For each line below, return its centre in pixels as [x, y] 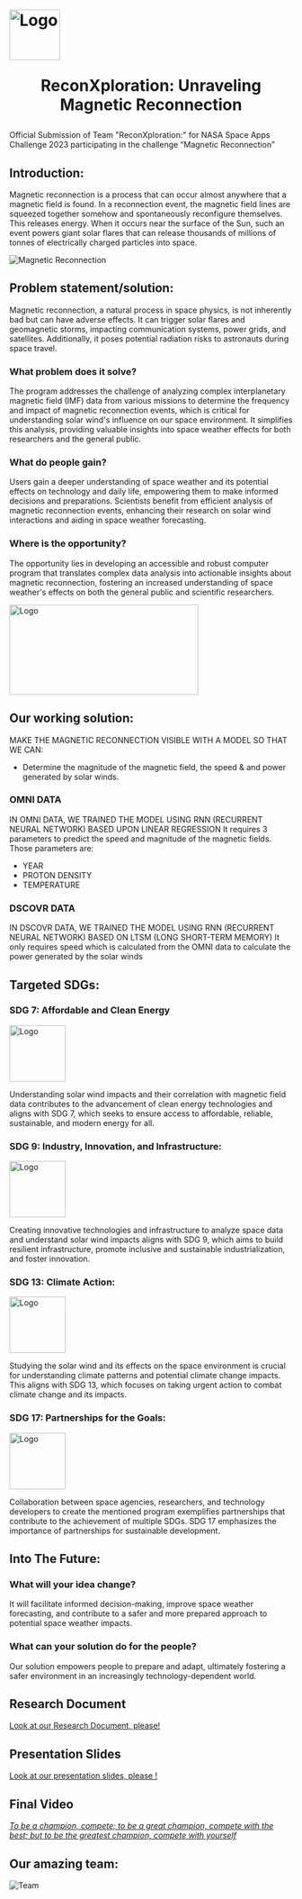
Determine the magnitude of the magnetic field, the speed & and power [154, 767]
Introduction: [47, 173]
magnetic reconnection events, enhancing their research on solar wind [140, 511]
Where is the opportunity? [68, 543]
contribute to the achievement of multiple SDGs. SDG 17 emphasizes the [143, 1521]
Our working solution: [72, 718]
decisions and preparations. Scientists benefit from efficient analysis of [141, 501]
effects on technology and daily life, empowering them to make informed [144, 492]
